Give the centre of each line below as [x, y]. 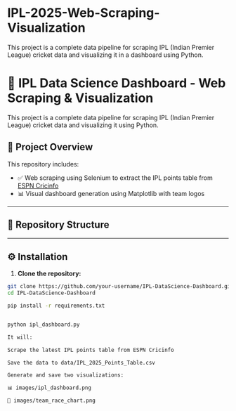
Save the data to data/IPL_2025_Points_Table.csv [81, 363]
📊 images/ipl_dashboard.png [49, 388]
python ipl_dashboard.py [44, 325]
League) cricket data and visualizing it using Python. [83, 125]
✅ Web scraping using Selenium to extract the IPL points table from [115, 178]
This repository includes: [43, 164]
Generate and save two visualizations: [66, 375]
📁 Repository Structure [58, 225]
